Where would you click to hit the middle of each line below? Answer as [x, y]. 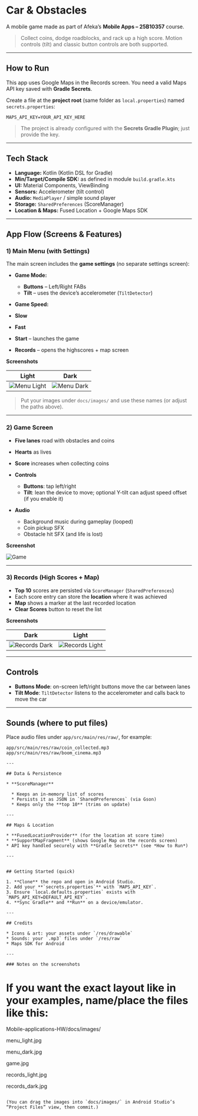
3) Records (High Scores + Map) [53, 577]
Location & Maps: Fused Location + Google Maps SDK [81, 210]
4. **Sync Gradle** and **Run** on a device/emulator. [75, 903]
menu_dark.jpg [24, 1052]
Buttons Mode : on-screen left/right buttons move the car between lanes [102, 686]
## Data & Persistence [34, 774]
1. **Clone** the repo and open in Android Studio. [71, 882]
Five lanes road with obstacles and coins [65, 440]
